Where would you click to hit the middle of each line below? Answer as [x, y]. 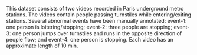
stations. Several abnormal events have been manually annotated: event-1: [96, 21]
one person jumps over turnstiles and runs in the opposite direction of [97, 33]
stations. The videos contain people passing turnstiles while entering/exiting [99, 15]
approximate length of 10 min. [42, 46]
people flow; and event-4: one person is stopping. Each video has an [90, 39]
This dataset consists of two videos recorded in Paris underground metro [95, 8]
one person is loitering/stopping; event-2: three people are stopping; [89, 27]
